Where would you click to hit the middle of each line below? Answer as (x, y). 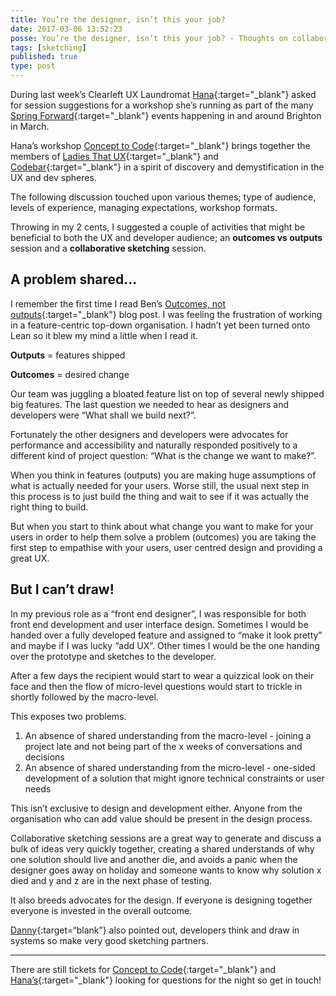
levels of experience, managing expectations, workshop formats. (144, 207)
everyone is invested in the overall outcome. (101, 910)
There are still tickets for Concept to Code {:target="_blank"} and (143, 969)
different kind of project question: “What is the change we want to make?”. (163, 455)
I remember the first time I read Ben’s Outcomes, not (118, 303)
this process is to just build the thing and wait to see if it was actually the (160, 496)
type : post (33, 66)
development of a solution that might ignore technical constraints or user (174, 778)
